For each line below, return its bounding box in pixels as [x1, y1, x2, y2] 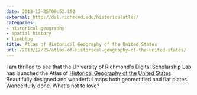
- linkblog [6, 36, 33, 42]
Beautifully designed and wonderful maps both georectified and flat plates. [6, 76, 189, 83]
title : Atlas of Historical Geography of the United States [6, 42, 158, 48]
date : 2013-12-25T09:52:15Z [6, 8, 76, 15]
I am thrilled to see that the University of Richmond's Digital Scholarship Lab [6, 63, 192, 70]
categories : [6, 19, 35, 25]
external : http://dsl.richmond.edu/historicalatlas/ [6, 14, 139, 20]
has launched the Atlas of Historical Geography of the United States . [6, 69, 173, 77]
